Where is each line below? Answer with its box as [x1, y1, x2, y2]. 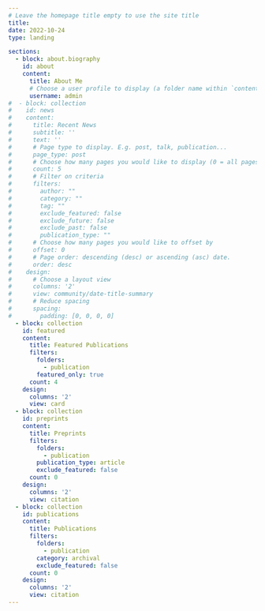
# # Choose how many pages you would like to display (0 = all [8, 158, 238, 166]
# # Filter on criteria [8, 173, 104, 181]
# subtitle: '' [8, 129, 77, 137]
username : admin [28, 92, 83, 99]
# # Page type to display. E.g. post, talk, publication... [8, 143, 227, 151]
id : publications [22, 510, 80, 518]
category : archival [36, 554, 101, 562]
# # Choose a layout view [8, 276, 111, 283]
